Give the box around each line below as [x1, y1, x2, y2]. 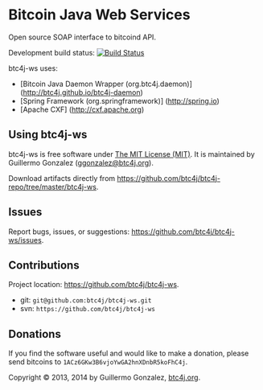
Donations [8, 327, 62, 341]
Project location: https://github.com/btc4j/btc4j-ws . [8, 280, 179, 289]
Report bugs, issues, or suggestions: [8, 227, 130, 236]
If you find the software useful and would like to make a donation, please [8, 348, 249, 359]
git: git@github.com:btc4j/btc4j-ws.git [19, 295, 152, 305]
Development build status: [8, 47, 95, 57]
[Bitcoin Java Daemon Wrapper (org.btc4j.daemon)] [19, 79, 193, 88]
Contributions [8, 258, 80, 272]
